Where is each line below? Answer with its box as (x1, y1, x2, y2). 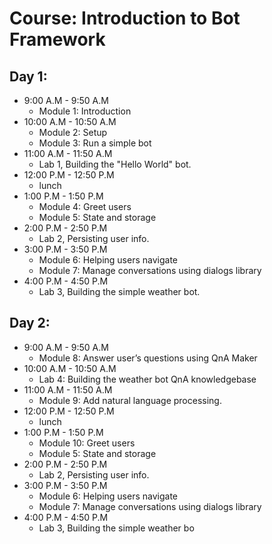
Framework (9, 28, 106, 51)
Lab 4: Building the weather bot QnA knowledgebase (38, 373, 257, 385)
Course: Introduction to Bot (9, 7, 241, 30)
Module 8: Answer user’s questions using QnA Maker (38, 352, 258, 364)
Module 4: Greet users (38, 201, 132, 212)
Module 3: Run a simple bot (38, 137, 152, 149)
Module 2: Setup (38, 127, 108, 138)
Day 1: (9, 68, 48, 85)
